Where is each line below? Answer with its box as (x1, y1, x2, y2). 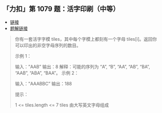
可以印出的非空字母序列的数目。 (14, 42, 81, 48)
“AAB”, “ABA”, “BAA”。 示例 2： (14, 70, 79, 76)
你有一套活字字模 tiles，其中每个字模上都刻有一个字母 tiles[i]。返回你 (14, 36, 157, 42)
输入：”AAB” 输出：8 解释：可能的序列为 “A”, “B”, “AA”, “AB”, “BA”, (14, 63, 150, 69)
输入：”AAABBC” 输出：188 (14, 80, 72, 86)
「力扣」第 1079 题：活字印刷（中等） (2, 5, 120, 14)
